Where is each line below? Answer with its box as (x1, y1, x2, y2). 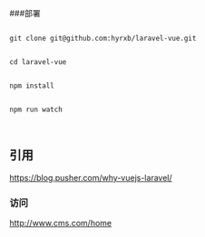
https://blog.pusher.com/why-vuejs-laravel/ (9, 172, 172, 183)
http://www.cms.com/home (9, 218, 112, 229)
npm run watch (9, 105, 63, 114)
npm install (9, 81, 54, 90)
